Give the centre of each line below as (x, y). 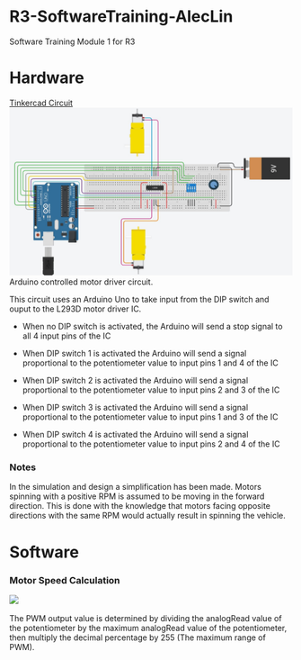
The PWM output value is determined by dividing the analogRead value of (146, 618)
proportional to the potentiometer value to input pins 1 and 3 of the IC (150, 417)
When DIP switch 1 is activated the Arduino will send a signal (134, 354)
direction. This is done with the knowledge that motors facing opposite (140, 506)
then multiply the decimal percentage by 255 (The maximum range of (138, 637)
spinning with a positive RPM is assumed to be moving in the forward (137, 496)
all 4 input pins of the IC (66, 336)
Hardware (47, 78)
